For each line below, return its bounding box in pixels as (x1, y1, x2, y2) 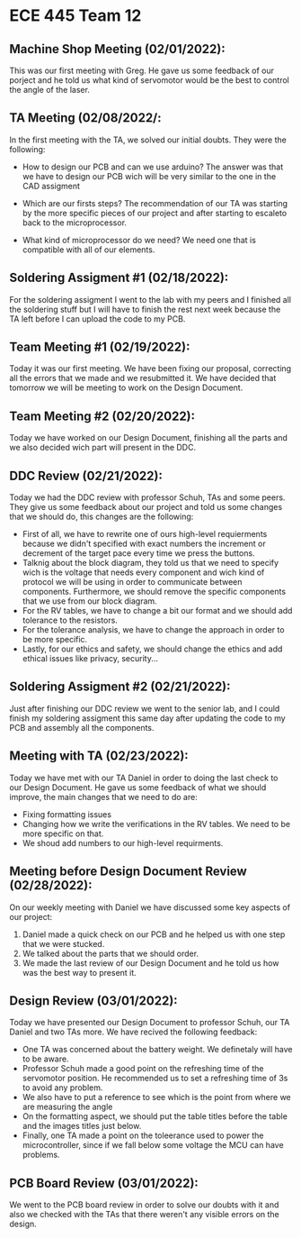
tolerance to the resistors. (22, 614, 119, 626)
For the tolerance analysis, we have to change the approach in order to (22, 624, 285, 635)
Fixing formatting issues (22, 808, 112, 820)
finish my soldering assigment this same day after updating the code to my (9, 713, 286, 724)
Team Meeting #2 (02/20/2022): (9, 408, 196, 423)
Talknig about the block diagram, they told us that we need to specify (22, 558, 279, 569)
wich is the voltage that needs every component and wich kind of (22, 567, 265, 578)
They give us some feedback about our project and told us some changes (9, 502, 283, 513)
